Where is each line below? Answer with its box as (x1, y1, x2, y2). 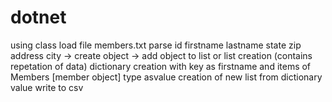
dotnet (10, 6, 67, 29)
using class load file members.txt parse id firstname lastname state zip (10, 39, 302, 51)
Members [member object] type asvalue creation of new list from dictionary (10, 71, 323, 83)
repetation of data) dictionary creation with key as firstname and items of (10, 60, 312, 72)
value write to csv (10, 81, 84, 93)
